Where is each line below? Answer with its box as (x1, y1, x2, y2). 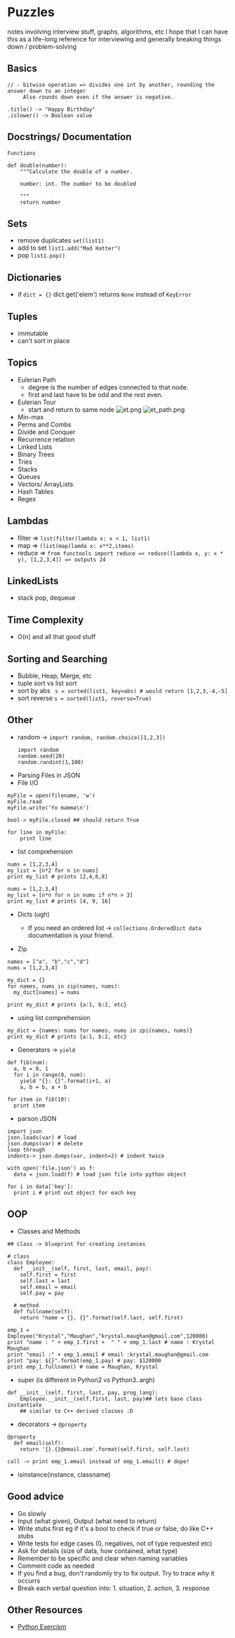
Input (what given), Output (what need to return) (17, 1517, 157, 1525)
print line (20, 835, 52, 842)
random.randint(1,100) (17, 758, 84, 765)
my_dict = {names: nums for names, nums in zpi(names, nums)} (7, 1027, 193, 1034)
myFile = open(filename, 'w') (7, 792, 96, 799)
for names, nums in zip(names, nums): (7, 983, 121, 990)
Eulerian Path (17, 375, 56, 384)
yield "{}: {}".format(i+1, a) (20, 1078, 112, 1085)
